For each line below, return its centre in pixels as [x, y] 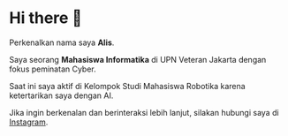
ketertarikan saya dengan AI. [61, 95]
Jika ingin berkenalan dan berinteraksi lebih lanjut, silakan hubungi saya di [144, 112]
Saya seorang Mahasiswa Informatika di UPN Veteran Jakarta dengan [138, 59]
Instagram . [29, 122]
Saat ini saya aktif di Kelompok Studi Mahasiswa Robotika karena [127, 86]
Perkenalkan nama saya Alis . [62, 42]
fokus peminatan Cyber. [53, 69]
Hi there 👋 [45, 18]
